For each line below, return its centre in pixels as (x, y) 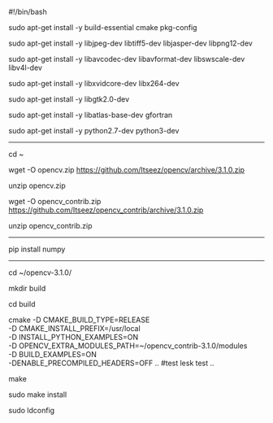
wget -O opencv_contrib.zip (55, 201)
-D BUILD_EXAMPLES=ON (53, 354)
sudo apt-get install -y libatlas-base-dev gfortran (91, 115)
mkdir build (27, 288)
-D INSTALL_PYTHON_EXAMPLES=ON (74, 337)
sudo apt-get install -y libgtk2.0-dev (69, 99)
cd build (22, 304)
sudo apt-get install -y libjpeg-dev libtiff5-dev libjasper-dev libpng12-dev (131, 43)
